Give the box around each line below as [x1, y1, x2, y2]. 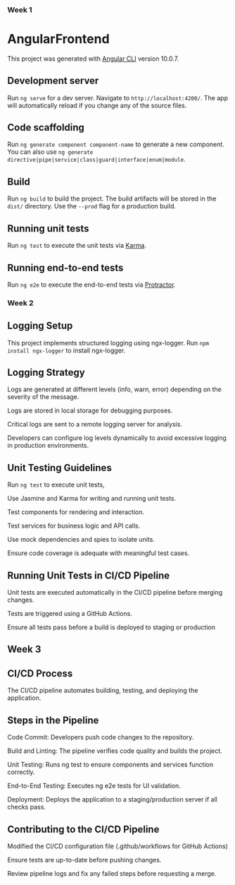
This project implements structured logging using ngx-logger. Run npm [7, 338, 210, 347]
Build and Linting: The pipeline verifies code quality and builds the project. [7, 747, 223, 755]
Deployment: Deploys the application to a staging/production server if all [7, 795, 218, 804]
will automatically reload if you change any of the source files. [7, 101, 187, 109]
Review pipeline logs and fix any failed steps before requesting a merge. [7, 869, 217, 877]
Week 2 [7, 298, 34, 308]
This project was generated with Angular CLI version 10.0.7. [7, 54, 179, 63]
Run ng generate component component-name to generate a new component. [7, 140, 225, 149]
